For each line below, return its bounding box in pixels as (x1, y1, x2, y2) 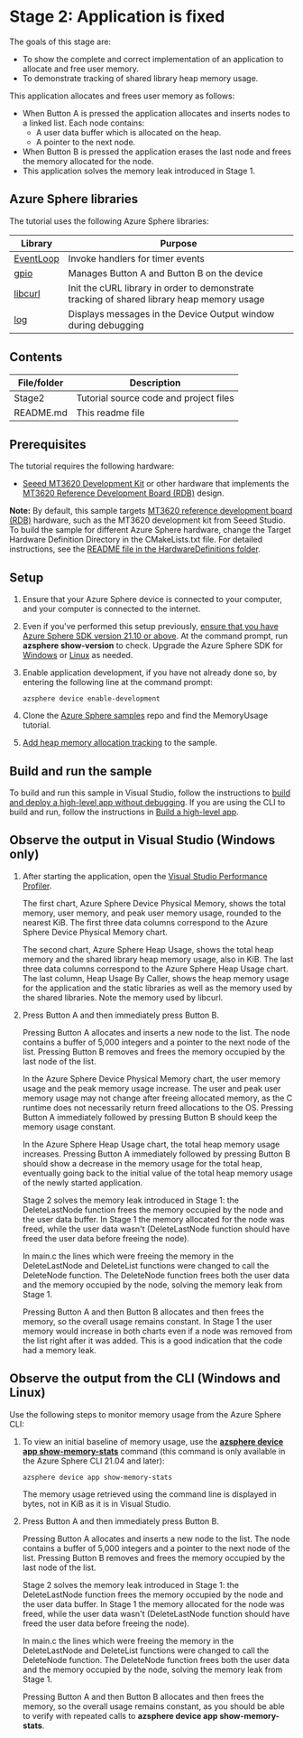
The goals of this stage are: (9, 36, 111, 47)
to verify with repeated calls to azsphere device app (22, 1710, 218, 1721)
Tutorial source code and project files (76, 391, 234, 404)
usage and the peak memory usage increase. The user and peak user (22, 1083, 281, 1093)
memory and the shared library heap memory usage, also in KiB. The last (22, 953, 294, 964)
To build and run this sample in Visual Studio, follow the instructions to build (9, 787, 291, 798)
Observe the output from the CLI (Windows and (9, 1371, 281, 1387)
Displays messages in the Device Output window (68, 307, 275, 320)
